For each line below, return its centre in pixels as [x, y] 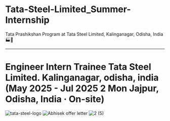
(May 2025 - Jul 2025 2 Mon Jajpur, [82, 88]
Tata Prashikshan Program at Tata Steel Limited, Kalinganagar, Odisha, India [84, 34]
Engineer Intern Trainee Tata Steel [78, 67]
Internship [27, 20]
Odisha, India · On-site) [55, 99]
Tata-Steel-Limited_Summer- [68, 9]
